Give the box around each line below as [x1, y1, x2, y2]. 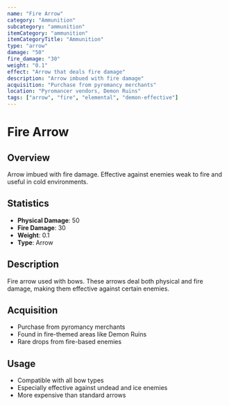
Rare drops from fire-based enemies [17, 338, 122, 346]
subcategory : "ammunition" [7, 23, 85, 30]
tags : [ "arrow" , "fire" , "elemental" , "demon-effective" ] [7, 95, 178, 101]
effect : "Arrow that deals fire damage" [7, 68, 126, 75]
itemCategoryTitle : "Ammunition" [7, 36, 104, 43]
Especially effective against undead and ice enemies [17, 384, 168, 392]
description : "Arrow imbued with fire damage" [7, 74, 144, 82]
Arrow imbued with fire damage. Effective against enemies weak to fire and [7, 170, 222, 178]
